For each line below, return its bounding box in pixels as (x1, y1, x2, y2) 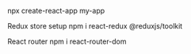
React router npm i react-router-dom (7, 37, 128, 46)
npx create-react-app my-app (7, 6, 105, 15)
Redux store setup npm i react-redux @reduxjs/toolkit (7, 21, 183, 30)
